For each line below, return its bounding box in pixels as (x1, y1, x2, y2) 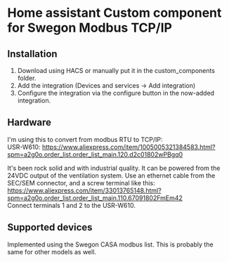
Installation (7, 48, 58, 60)
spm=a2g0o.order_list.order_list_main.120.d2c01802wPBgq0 (7, 150, 183, 159)
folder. (17, 74, 37, 82)
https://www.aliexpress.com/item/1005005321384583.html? (41, 143, 216, 151)
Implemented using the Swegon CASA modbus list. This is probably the (7, 240, 214, 249)
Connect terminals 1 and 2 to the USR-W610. (7, 201, 136, 209)
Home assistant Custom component (7, 5, 222, 21)
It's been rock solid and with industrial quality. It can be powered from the (7, 164, 221, 172)
